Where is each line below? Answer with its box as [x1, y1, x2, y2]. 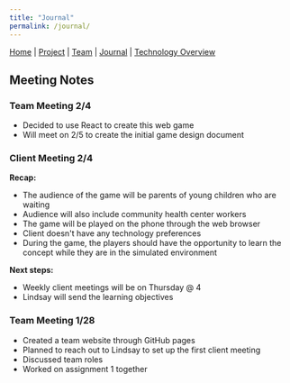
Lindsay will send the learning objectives [22, 292, 174, 303]
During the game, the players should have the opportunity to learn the [22, 238, 282, 249]
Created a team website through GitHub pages [22, 334, 195, 345]
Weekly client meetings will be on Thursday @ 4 [22, 282, 202, 293]
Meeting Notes [9, 72, 95, 87]
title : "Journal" [9, 13, 75, 23]
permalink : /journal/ [9, 22, 91, 31]
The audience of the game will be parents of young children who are [22, 190, 276, 201]
